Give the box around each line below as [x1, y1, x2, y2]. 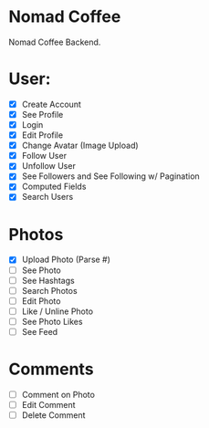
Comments [8, 359, 94, 380]
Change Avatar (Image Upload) [21, 140, 139, 151]
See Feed [21, 326, 58, 337]
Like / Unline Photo [21, 306, 93, 317]
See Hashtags [21, 275, 75, 286]
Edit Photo [21, 295, 61, 307]
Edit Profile [21, 130, 64, 141]
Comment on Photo [21, 389, 95, 400]
